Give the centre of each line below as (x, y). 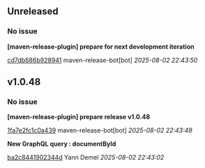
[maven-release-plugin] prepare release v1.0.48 (79, 117)
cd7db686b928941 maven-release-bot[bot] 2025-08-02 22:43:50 (102, 60)
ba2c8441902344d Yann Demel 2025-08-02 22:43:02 (86, 158)
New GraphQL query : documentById (62, 144)
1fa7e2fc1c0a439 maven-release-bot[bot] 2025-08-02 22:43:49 (100, 130)
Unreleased (33, 12)
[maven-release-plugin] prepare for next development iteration (101, 46)
